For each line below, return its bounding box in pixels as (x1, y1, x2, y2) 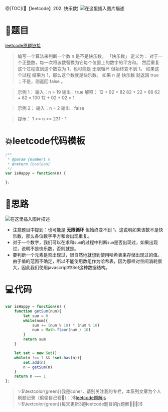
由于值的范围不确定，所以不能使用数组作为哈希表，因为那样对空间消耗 (12, 258, 158, 264)
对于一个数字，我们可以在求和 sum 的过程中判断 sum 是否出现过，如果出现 (12, 239, 158, 245)
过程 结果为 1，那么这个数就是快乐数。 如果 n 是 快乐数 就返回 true (22, 72, 159, 78)
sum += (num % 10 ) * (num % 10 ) (32, 322, 100, 328)
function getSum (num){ (14, 308, 62, 314)
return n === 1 (14, 374, 46, 379)
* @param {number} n (7, 156, 51, 162)
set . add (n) (23, 360, 46, 365)
